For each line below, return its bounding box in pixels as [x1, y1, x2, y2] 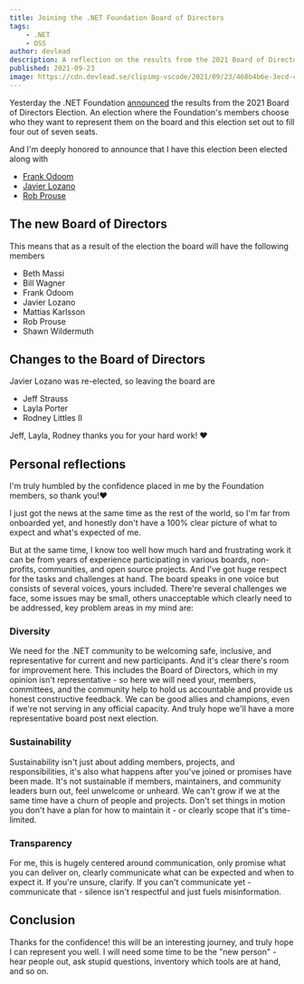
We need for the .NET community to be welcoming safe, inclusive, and [9, 646, 271, 657]
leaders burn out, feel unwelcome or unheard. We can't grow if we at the [9, 785, 280, 796]
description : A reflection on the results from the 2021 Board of [9, 55, 265, 64]
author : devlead [9, 47, 71, 56]
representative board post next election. [9, 713, 159, 724]
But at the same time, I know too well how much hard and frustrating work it [9, 545, 291, 556]
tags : [9, 22, 30, 31]
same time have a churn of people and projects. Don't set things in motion [9, 794, 286, 805]
